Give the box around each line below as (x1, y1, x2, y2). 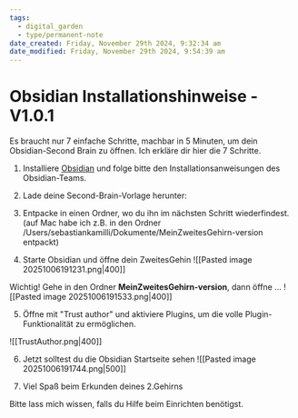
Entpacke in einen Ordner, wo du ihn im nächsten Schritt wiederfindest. (22, 208, 290, 219)
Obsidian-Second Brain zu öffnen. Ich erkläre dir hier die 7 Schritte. (9, 145, 262, 156)
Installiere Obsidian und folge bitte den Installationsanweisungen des (22, 163, 281, 174)
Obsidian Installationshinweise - (9, 86, 259, 107)
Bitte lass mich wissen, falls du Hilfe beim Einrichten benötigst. (9, 399, 243, 410)
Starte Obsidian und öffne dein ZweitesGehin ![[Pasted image (22, 254, 253, 265)
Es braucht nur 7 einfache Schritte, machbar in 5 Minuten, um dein (9, 135, 258, 146)
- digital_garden (17, 22, 84, 31)
